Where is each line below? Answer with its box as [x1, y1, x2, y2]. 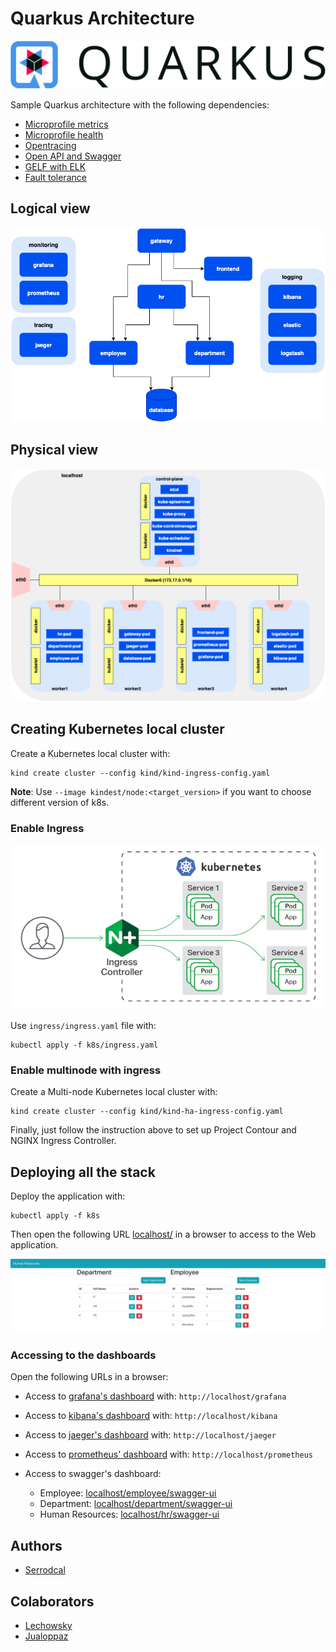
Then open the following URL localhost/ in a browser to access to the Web [10, 1228, 317, 1240]
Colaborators [10, 1593, 95, 1610]
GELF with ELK [24, 160, 87, 172]
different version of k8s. [10, 796, 110, 808]
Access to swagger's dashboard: [24, 1468, 162, 1480]
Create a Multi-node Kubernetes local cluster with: [10, 1086, 218, 1098]
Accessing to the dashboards [10, 1348, 157, 1362]
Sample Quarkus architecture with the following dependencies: [10, 98, 270, 111]
